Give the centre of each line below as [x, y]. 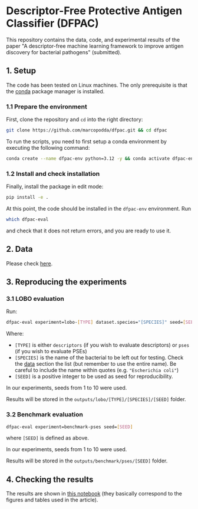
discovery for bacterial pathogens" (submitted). [64, 52]
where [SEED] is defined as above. [48, 438]
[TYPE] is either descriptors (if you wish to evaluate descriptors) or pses [102, 345]
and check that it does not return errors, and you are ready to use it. [88, 231]
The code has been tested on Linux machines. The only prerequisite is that [97, 85]
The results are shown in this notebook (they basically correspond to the [94, 494]
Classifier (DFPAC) [52, 23]
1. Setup [21, 71]
